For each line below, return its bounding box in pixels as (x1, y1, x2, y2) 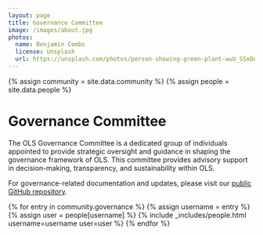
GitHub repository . (8, 186, 68, 196)
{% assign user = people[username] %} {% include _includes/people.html (8, 210, 247, 219)
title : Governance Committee (8, 19, 103, 27)
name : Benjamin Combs (15, 41, 86, 49)
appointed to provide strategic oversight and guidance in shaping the (8, 146, 231, 156)
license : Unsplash (15, 48, 76, 56)
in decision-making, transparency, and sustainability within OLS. (8, 163, 215, 172)
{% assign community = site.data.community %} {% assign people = (8, 76, 229, 86)
